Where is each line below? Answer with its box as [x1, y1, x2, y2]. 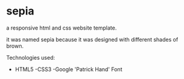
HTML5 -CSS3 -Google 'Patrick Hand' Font [14, 65, 122, 73]
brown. [6, 42, 24, 49]
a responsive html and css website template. [6, 24, 117, 31]
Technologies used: [6, 54, 56, 61]
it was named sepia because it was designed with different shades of [6, 36, 179, 43]
